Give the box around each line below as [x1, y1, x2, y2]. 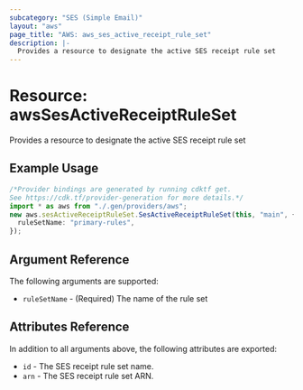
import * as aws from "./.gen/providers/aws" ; [9, 201, 188, 210]
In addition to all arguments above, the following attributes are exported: [9, 343, 278, 354]
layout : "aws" [9, 22, 63, 31]
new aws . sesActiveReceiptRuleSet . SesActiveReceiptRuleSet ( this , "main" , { [9, 209, 297, 219]
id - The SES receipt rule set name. [22, 360, 154, 371]
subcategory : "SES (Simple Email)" [9, 13, 143, 23]
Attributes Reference [9, 320, 130, 335]
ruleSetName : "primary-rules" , [17, 218, 135, 227]
